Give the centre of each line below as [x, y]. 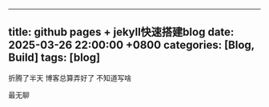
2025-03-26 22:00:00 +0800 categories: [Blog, [131, 45]
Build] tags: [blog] [54, 58]
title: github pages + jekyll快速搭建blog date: [121, 32]
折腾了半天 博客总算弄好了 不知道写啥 [70, 77]
